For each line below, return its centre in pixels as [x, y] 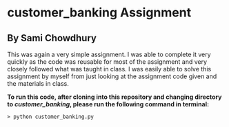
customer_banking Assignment [99, 13]
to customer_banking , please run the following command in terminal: [108, 104]
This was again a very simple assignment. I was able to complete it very [109, 54]
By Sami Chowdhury [52, 38]
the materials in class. [38, 83]
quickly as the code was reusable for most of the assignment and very [107, 62]
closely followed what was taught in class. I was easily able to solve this [109, 69]
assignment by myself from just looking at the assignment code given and [112, 76]
